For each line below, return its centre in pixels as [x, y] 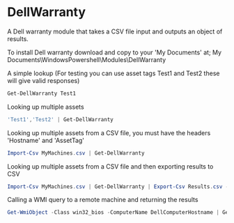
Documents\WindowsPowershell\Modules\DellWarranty [87, 59]
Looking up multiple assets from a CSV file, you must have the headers [109, 132]
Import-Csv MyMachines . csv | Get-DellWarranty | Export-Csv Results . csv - [118, 186]
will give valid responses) [44, 80]
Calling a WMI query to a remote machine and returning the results [103, 200]
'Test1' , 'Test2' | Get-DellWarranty [60, 119]
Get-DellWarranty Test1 [42, 93]
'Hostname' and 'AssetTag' [46, 140]
